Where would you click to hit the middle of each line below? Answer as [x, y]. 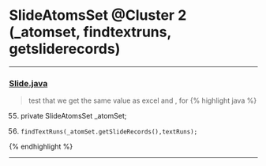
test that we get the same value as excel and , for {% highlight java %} [142, 100]
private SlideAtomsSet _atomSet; [73, 116]
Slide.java [28, 83]
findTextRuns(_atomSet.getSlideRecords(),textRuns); [109, 132]
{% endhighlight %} [41, 147]
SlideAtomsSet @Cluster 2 [98, 15]
